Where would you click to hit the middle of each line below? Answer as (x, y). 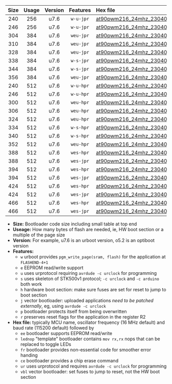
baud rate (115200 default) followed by (53, 328)
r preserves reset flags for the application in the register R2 (83, 317)
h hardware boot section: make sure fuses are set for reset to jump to (93, 290)
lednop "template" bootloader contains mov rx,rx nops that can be (90, 339)
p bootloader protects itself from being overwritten (73, 311)
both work (31, 284)
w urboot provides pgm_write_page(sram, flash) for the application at (93, 257)
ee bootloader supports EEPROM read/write (66, 333)
